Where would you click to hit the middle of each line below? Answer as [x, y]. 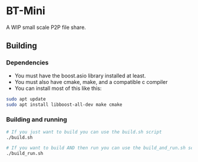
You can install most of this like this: [58, 88]
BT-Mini [26, 11]
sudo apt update [26, 99]
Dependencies [27, 63]
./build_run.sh [25, 154]
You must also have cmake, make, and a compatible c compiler [91, 82]
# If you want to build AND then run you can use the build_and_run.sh [96, 148]
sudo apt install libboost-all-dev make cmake [64, 105]
